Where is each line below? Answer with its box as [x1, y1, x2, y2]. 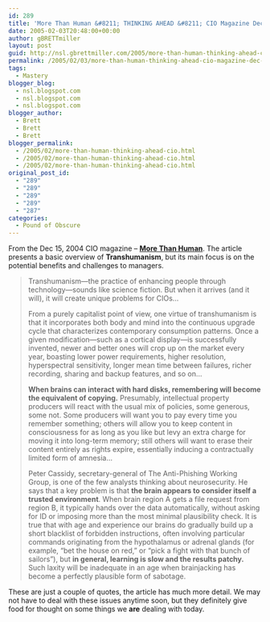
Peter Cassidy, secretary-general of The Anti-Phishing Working [27, 469, 238, 479]
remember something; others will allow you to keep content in [27, 419, 233, 429]
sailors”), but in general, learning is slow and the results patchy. [27, 554, 244, 564]
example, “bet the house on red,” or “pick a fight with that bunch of [27, 545, 251, 556]
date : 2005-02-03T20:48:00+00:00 [8, 27, 121, 35]
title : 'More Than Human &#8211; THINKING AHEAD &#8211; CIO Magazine [8, 19, 250, 27]
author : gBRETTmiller [8, 34, 81, 43]
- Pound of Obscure [15, 222, 81, 230]
